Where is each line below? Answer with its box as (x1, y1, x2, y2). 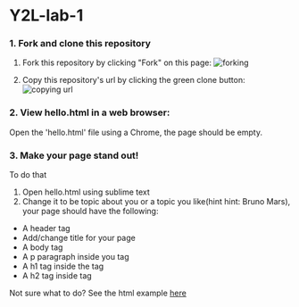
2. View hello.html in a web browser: (9, 106, 170, 119)
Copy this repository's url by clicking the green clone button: (21, 75, 245, 86)
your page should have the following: (21, 206, 159, 217)
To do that (9, 170, 47, 180)
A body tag (21, 242, 63, 253)
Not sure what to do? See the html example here (9, 287, 187, 299)
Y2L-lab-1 (9, 5, 84, 26)
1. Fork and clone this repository (9, 37, 152, 50)
